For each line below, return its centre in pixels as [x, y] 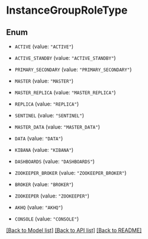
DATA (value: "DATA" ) [39, 138]
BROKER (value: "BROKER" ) [44, 184]
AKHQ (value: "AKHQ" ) [39, 207]
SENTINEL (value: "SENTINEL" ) [49, 115]
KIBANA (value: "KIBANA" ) [44, 150]
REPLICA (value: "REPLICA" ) [46, 104]
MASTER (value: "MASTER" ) [44, 81]
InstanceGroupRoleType [67, 10]
